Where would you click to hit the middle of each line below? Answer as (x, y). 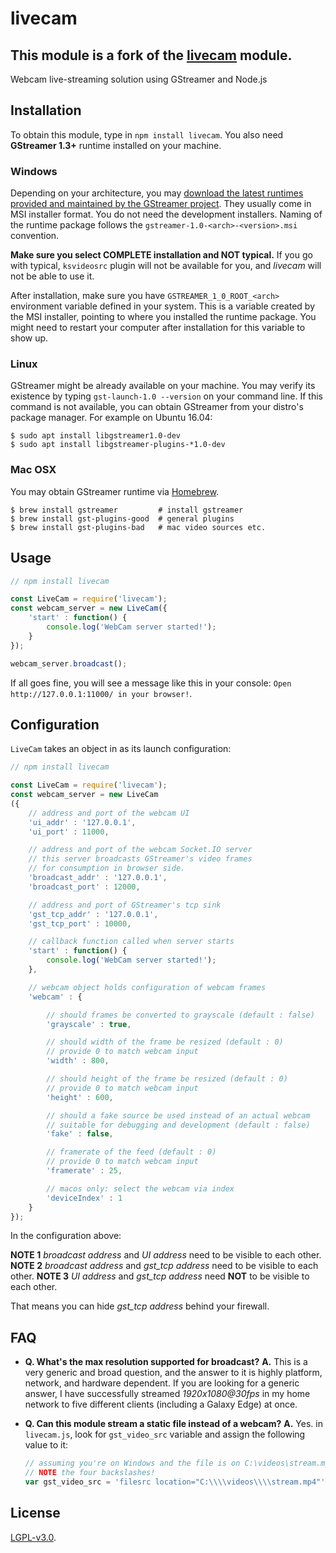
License (35, 1513)
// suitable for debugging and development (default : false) (178, 1125)
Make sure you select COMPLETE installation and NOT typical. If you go (161, 255)
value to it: (46, 1445)
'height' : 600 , (80, 1097)
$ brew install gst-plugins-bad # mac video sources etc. (138, 527)
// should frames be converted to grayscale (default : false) (180, 1015)
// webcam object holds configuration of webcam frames (147, 987)
